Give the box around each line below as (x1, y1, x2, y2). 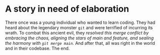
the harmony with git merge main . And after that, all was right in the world (5, 40, 155, 46)
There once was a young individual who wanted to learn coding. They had (5, 19, 156, 25)
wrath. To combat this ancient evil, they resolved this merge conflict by (5, 30, 149, 36)
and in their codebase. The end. (5, 45, 70, 51)
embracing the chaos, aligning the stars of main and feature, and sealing (5, 35, 154, 41)
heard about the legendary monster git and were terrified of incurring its (5, 24, 153, 30)
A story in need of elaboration (5, 3, 129, 15)
